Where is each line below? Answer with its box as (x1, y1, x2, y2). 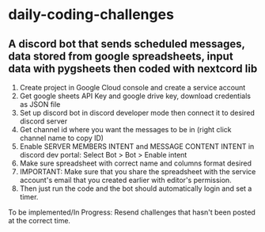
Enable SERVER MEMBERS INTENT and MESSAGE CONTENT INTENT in (19, 142, 255, 151)
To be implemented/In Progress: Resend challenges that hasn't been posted (8, 207, 256, 217)
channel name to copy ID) (19, 133, 104, 143)
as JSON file (19, 100, 61, 108)
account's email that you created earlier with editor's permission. (19, 176, 232, 184)
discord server (19, 116, 68, 126)
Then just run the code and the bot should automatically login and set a (19, 184, 252, 193)
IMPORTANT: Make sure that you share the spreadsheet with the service (19, 167, 256, 176)
